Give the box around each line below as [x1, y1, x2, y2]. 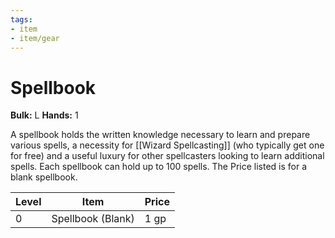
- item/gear [10, 33, 60, 43]
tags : [10, 14, 33, 25]
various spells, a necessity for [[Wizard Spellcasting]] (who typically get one [10, 139, 325, 151]
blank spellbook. [10, 171, 78, 183]
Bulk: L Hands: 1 [10, 109, 79, 121]
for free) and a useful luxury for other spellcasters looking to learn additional [10, 150, 325, 162]
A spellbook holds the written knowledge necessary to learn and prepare [10, 129, 311, 141]
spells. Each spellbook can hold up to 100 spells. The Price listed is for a [10, 161, 308, 173]
